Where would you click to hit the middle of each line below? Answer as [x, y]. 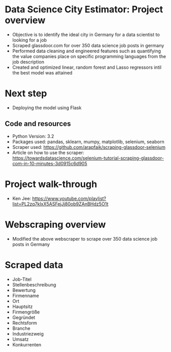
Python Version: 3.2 [33, 136]
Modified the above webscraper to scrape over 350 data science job [85, 239]
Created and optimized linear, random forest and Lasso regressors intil [87, 67]
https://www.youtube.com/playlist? [69, 198]
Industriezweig [28, 334]
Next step [26, 94]
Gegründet [24, 317]
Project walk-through [51, 184]
